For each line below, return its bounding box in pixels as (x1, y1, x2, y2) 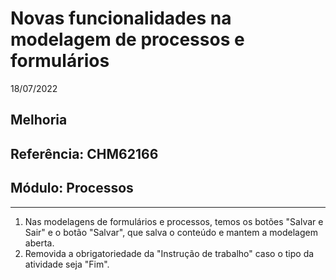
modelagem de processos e (10, 28, 245, 51)
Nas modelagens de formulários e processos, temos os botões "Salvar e (24, 215, 324, 227)
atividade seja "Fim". (24, 258, 110, 270)
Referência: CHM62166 (10, 145, 159, 162)
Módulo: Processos (10, 180, 134, 197)
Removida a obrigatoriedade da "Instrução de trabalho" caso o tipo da (24, 247, 315, 259)
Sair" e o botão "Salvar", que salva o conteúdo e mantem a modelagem (24, 226, 318, 238)
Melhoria (10, 112, 68, 129)
